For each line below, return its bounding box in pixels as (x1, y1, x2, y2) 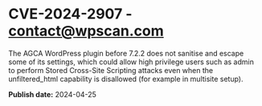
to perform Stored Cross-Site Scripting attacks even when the (8, 65, 214, 75)
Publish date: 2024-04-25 (8, 89, 96, 99)
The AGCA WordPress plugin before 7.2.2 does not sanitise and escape (8, 48, 244, 58)
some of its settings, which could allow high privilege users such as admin (8, 57, 255, 67)
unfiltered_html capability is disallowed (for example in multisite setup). (8, 74, 244, 84)
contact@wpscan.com (8, 22, 165, 40)
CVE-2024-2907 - (8, 5, 133, 23)
